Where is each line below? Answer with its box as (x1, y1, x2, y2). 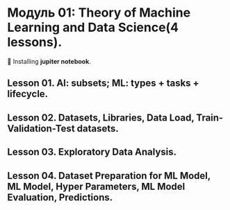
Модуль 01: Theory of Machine (7, 5, 191, 21)
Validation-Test (7, 123, 75, 134)
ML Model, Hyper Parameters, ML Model (7, 180, 186, 192)
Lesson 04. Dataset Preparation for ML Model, (7, 170, 211, 182)
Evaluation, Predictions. (7, 191, 113, 203)
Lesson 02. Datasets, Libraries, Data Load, (7, 112, 195, 123)
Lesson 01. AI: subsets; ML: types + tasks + (7, 78, 199, 89)
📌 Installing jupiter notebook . (7, 57, 92, 65)
